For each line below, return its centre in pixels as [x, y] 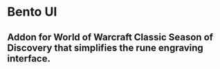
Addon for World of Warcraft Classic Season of [110, 37]
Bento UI [32, 12]
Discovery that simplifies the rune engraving [106, 47]
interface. [29, 58]
